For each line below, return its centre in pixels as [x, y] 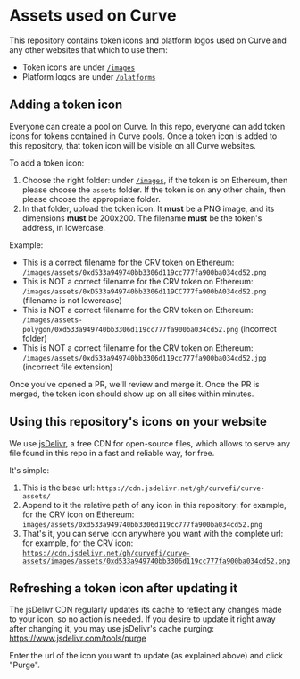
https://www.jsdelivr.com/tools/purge [78, 638]
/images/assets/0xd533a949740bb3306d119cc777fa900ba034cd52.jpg [144, 358]
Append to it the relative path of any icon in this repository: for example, [154, 505]
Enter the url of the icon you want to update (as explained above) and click [146, 656]
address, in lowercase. [63, 227]
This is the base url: [58, 488]
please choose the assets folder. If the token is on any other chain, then [154, 190]
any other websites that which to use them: [88, 49]
